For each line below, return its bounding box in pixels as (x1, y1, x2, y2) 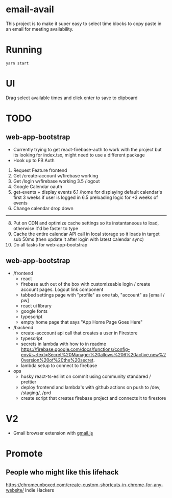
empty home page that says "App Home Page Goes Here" (20, 319, 143, 325)
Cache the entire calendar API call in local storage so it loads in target (13, 231, 160, 237)
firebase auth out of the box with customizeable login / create (20, 281, 151, 287)
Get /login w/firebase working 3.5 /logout (13, 178, 100, 184)
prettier (20, 378, 37, 384)
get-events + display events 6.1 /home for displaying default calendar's (13, 189, 162, 195)
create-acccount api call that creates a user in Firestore (20, 330, 138, 336)
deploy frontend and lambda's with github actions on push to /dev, (20, 384, 161, 390)
